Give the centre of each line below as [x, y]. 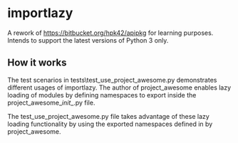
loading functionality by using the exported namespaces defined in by [110, 124]
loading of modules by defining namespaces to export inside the [102, 95]
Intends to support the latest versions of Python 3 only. [88, 40]
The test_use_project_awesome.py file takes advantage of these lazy [109, 116]
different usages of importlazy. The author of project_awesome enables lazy [119, 88]
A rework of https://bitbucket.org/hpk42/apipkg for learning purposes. [110, 33]
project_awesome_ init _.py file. [51, 102]
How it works [37, 63]
